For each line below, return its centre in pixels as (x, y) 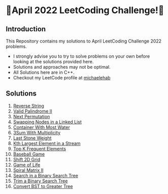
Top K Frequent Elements (40, 149)
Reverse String (29, 106)
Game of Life (27, 165)
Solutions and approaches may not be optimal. (62, 67)
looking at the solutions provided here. (53, 62)
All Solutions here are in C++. (44, 72)
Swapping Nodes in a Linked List (47, 122)
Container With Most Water (41, 127)
